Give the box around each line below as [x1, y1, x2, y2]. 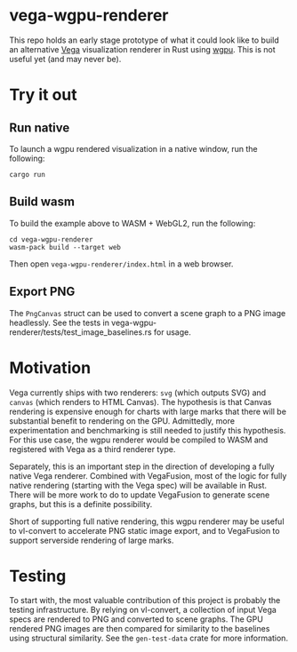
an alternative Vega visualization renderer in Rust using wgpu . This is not [9, 44, 276, 54]
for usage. [154, 326, 191, 338]
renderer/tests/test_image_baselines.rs [9, 326, 153, 338]
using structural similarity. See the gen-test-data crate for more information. [9, 632, 289, 644]
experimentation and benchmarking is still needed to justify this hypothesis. [9, 425, 286, 435]
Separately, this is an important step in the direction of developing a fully [9, 461, 275, 472]
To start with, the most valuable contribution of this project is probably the [9, 595, 281, 606]
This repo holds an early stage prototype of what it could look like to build [9, 35, 280, 45]
